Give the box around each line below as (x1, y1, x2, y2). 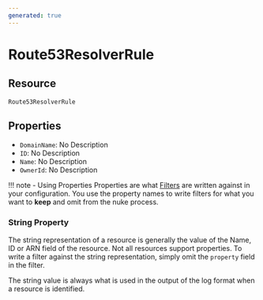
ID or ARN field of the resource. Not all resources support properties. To (8, 243, 242, 253)
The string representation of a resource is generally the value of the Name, (8, 234, 251, 245)
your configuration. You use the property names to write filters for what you (8, 189, 254, 198)
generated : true (8, 11, 62, 20)
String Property (8, 217, 70, 228)
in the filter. (8, 260, 45, 269)
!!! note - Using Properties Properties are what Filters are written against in (8, 181, 250, 190)
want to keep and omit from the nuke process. (8, 197, 160, 207)
